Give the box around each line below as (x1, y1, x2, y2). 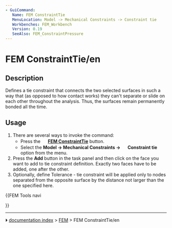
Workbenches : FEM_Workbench (12, 22, 72, 27)
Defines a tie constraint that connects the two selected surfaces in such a (5, 88, 161, 93)
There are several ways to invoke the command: (12, 132, 114, 138)
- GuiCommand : (5, 7, 36, 13)
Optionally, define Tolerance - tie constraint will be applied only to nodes (12, 171, 166, 177)
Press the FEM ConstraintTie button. (20, 138, 105, 144)
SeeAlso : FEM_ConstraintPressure (12, 31, 83, 36)
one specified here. (12, 182, 54, 189)
